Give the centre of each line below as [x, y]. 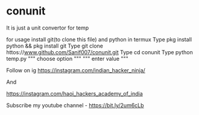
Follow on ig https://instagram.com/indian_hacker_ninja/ [76, 70]
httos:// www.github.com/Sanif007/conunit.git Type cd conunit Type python [99, 52]
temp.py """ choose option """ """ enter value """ [67, 58]
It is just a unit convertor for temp [48, 28]
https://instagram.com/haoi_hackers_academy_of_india [74, 93]
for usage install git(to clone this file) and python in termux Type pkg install [99, 39]
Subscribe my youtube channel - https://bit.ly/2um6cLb [75, 105]
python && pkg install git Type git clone [55, 46]
